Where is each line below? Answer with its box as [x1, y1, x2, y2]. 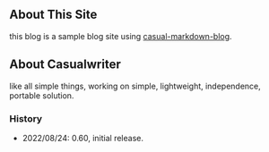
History [9, 112, 43, 124]
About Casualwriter [9, 57, 121, 72]
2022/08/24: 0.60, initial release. [22, 132, 143, 143]
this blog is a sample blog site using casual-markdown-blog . [9, 30, 232, 41]
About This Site [9, 7, 98, 22]
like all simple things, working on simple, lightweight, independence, [9, 80, 262, 91]
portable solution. [9, 89, 74, 101]
